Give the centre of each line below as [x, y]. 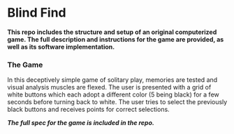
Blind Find [37, 13]
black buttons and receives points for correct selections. [88, 110]
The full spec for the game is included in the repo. [81, 123]
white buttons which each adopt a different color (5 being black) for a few [114, 94]
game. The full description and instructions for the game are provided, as [116, 39]
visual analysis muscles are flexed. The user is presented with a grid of [109, 87]
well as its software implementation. [61, 47]
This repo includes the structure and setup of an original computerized [112, 32]
